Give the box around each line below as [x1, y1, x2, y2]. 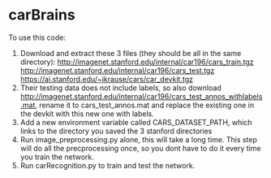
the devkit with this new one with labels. [19, 108, 154, 119]
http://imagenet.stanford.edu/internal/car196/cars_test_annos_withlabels [19, 91, 263, 101]
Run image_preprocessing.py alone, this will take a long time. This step [19, 134, 258, 144]
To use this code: [8, 33, 67, 42]
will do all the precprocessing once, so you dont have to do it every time [19, 143, 261, 153]
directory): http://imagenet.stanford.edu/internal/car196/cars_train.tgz [19, 57, 254, 67]
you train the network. [19, 152, 95, 162]
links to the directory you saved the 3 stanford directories [19, 126, 213, 136]
